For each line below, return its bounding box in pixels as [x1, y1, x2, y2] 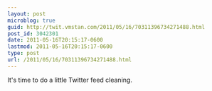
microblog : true [7, 17, 55, 24]
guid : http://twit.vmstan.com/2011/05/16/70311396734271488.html [7, 23, 205, 30]
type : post [7, 50, 40, 57]
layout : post [7, 10, 46, 18]
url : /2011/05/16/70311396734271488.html [7, 56, 132, 63]
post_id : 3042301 [7, 30, 59, 37]
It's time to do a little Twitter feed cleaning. [7, 75, 133, 84]
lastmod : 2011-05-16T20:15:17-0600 [7, 43, 113, 50]
